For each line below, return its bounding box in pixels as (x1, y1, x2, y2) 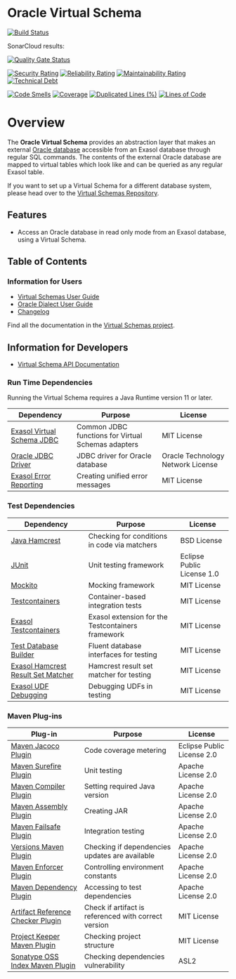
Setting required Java (84, 782, 155, 791)
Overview (7, 114, 65, 131)
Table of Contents (7, 256, 88, 268)
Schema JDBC (11, 435, 59, 445)
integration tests (88, 600, 142, 610)
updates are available (84, 851, 155, 861)
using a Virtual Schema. (17, 235, 86, 244)
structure (84, 940, 114, 950)
